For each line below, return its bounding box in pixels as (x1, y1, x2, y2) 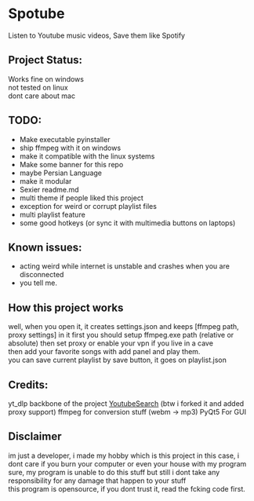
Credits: (8, 378, 49, 391)
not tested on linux (8, 82, 68, 92)
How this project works (8, 301, 124, 314)
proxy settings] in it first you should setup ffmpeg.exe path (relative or (8, 331, 234, 340)
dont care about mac (8, 91, 76, 101)
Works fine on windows (8, 74, 85, 83)
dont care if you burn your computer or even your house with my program (8, 459, 247, 468)
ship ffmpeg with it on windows (19, 143, 122, 152)
